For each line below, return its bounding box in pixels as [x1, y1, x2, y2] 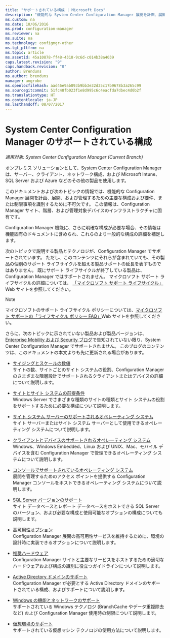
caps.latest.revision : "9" [5, 59, 62, 65]
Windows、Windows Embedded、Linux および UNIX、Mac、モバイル [12, 443, 158, 450]
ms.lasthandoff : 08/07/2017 [5, 102, 65, 107]
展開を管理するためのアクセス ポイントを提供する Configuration [12, 473, 146, 479]
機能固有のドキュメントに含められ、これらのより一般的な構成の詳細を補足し [5, 231, 165, 237]
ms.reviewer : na [5, 31, 39, 36]
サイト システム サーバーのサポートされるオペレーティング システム [12, 414, 153, 420]
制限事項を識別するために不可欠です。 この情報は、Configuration [14, 201, 150, 207]
